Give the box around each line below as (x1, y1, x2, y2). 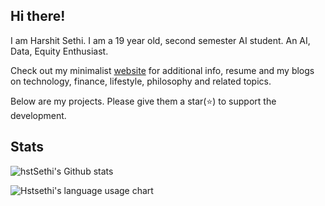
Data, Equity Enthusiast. (10, 45, 109, 57)
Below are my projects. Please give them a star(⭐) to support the (10, 95, 277, 107)
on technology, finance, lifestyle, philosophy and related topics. (10, 75, 272, 87)
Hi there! (10, 8, 66, 25)
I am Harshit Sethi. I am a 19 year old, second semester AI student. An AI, (10, 34, 311, 46)
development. (10, 109, 67, 121)
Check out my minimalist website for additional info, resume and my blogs (10, 64, 315, 76)
